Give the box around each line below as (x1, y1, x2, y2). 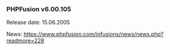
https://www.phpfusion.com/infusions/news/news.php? (23, 30, 164, 38)
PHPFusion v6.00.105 (6, 5, 72, 13)
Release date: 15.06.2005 (6, 19, 70, 26)
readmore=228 (6, 37, 45, 45)
